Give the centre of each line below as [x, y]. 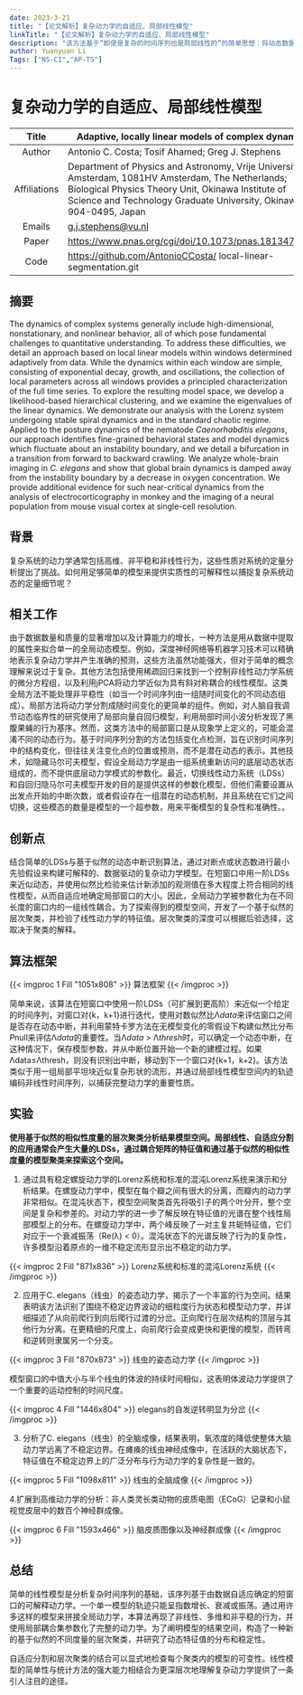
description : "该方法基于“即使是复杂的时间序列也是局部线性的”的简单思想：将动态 [146, 43]
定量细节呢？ [49, 583]
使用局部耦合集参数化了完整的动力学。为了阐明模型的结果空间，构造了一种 [147, 1627]
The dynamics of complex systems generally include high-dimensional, [142, 324]
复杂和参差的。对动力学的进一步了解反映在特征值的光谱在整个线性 [161, 1213]
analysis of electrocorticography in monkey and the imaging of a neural [142, 496]
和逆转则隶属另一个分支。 [70, 1340]
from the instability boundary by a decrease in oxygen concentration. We [145, 477]
